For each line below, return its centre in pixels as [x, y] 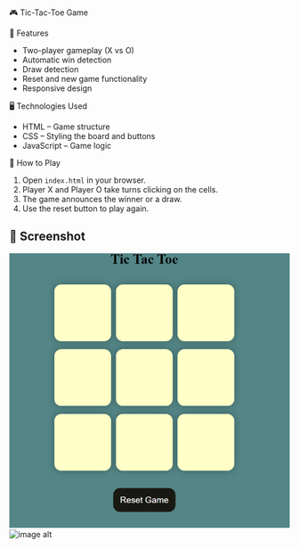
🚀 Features [29, 33]
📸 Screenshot [48, 237]
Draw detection [50, 69]
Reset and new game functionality [85, 79]
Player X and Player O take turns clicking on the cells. [120, 189]
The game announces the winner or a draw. [102, 199]
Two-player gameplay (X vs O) [78, 50]
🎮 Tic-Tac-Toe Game [49, 12]
